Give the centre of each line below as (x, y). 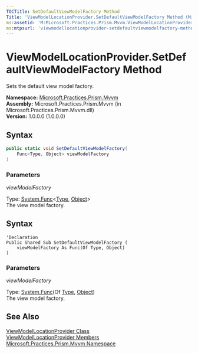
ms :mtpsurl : (21, 28)
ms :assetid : (21, 22)
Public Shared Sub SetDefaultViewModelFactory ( (67, 243)
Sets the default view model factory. (50, 86)
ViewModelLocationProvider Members (53, 337)
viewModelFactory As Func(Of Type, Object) (71, 248)
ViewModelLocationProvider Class (48, 331)
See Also (23, 317)
